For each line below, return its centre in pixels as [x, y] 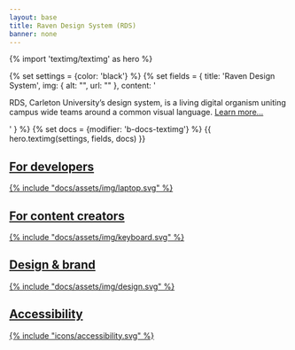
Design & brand [52, 265]
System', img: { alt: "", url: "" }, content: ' [83, 86]
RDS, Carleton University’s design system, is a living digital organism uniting [147, 103]
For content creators [67, 216]
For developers [52, 166]
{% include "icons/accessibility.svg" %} [82, 335]
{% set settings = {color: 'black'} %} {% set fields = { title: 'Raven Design [142, 76]
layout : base [33, 17]
